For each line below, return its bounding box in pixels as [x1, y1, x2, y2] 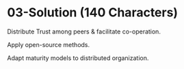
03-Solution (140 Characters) [7, 5, 179, 20]
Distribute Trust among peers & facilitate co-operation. [7, 27, 161, 36]
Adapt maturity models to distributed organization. [7, 53, 149, 62]
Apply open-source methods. [7, 40, 90, 49]
